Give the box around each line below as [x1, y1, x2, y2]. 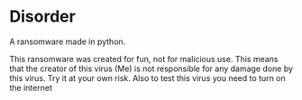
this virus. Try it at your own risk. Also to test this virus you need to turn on [9, 72, 286, 83]
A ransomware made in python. [9, 36, 126, 47]
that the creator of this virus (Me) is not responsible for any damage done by [9, 63, 294, 74]
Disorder [9, 6, 77, 27]
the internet [9, 82, 52, 93]
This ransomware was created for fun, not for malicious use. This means [9, 53, 279, 64]
